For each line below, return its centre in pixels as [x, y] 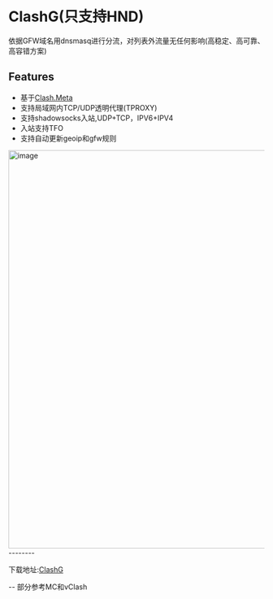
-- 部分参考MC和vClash [48, 587]
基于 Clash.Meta [46, 98]
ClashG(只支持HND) [76, 17]
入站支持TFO [41, 128]
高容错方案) [28, 50]
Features [31, 77]
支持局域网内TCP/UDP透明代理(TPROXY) [89, 107]
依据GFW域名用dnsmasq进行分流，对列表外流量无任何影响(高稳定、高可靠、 [136, 41]
